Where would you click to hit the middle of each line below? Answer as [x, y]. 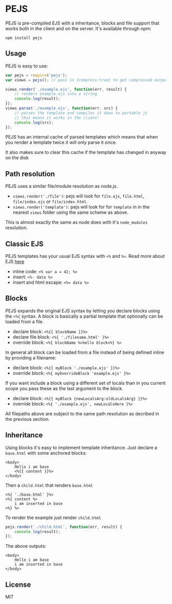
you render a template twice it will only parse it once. [61, 142]
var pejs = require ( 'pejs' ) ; [36, 75]
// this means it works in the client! [57, 118]
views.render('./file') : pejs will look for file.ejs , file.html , [79, 196]
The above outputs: [26, 546]
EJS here [15, 262]
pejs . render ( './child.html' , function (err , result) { [64, 527]
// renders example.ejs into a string [56, 94]
